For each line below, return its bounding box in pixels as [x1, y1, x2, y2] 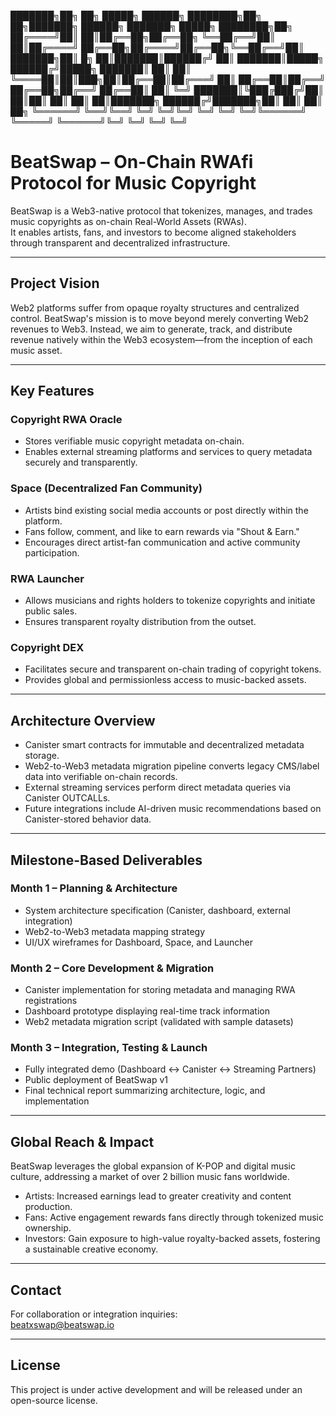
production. [24, 1201, 73, 1213]
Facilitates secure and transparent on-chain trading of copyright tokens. [24, 663, 322, 675]
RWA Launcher [10, 571, 85, 585]
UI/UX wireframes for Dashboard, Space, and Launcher [24, 936, 253, 948]
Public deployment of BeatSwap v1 [24, 1074, 168, 1086]
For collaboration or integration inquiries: [10, 1308, 178, 1320]
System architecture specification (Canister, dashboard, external [24, 904, 291, 916]
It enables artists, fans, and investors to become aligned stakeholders [10, 226, 297, 238]
